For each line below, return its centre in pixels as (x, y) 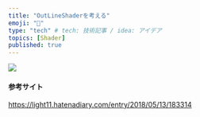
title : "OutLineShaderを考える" (59, 16)
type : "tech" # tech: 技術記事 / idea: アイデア (85, 30)
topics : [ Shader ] (37, 38)
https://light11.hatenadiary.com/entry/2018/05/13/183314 (100, 105)
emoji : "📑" (26, 23)
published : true (35, 45)
